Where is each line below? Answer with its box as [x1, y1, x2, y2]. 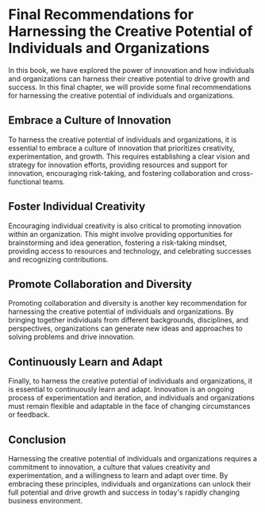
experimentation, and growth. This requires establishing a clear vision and [8, 151, 250, 161]
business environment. [8, 496, 83, 505]
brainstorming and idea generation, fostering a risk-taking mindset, [8, 238, 228, 247]
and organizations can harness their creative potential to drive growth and [8, 74, 250, 83]
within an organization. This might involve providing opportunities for [8, 229, 233, 239]
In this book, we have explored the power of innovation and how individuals [8, 65, 255, 75]
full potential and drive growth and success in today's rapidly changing [8, 487, 240, 497]
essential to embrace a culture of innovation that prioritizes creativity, [8, 143, 236, 152]
